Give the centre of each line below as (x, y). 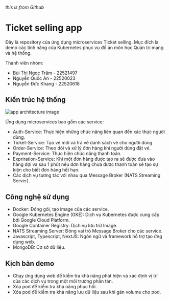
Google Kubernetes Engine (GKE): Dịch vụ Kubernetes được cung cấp (86, 215)
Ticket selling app (44, 28)
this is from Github (25, 7)
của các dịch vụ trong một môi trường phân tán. (63, 281)
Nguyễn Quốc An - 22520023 (44, 78)
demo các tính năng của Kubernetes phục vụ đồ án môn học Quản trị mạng (84, 47)
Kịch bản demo (30, 263)
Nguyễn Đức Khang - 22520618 (46, 83)
